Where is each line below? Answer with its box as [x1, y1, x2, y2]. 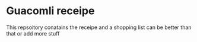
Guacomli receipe [6, 4, 95, 18]
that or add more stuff [6, 30, 60, 37]
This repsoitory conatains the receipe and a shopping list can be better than [6, 24, 192, 31]
